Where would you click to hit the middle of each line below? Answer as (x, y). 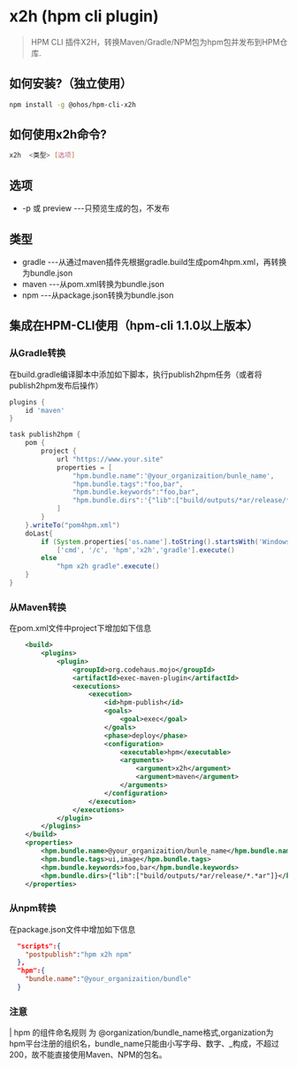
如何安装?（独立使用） (71, 84)
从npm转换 (33, 908)
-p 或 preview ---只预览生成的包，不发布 (96, 208)
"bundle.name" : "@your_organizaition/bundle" (108, 979)
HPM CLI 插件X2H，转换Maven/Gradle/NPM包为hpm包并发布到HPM (155, 42)
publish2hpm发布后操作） (56, 385)
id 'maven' (45, 410)
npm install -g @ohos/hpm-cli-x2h (73, 105)
